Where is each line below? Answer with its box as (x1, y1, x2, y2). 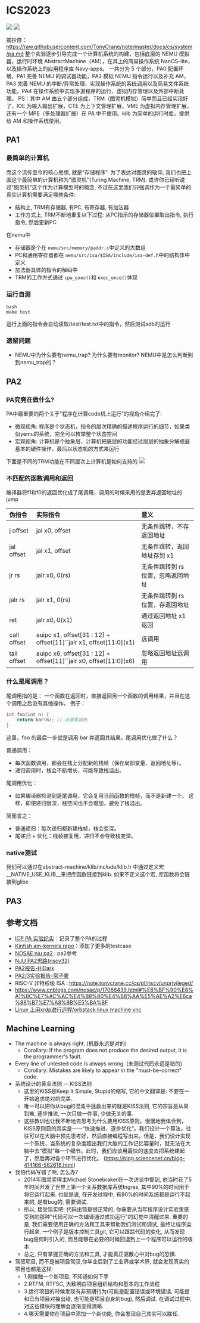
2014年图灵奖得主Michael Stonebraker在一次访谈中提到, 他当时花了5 (23, 1176, 192, 1183)
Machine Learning (6, 1024, 76, 1034)
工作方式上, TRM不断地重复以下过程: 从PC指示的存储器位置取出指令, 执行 (14, 211, 194, 218)
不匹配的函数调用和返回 (6, 474, 73, 482)
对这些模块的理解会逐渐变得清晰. (23, 1303, 104, 1310)
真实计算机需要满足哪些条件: (6, 191, 76, 198)
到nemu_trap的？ (14, 359, 57, 366)
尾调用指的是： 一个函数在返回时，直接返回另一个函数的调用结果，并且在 (6, 692, 185, 699)
